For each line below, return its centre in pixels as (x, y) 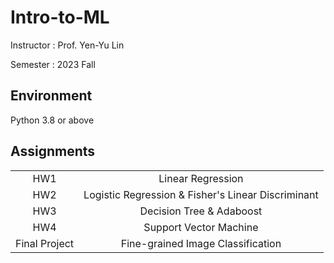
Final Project (45, 243)
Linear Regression (201, 178)
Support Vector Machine (201, 227)
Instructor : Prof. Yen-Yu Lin (67, 45)
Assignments (53, 151)
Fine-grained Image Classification (201, 243)
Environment (51, 96)
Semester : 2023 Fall (53, 64)
